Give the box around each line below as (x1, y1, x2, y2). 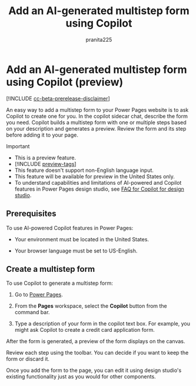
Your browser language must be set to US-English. (14, 247, 138, 254)
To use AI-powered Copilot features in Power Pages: (6, 224, 134, 231)
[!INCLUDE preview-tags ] (14, 160, 77, 167)
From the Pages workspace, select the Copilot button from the (14, 302, 168, 310)
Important (6, 142, 30, 149)
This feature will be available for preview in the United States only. (14, 172, 175, 180)
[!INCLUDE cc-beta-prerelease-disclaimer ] (6, 95, 110, 102)
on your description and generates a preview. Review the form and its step (6, 125, 187, 132)
